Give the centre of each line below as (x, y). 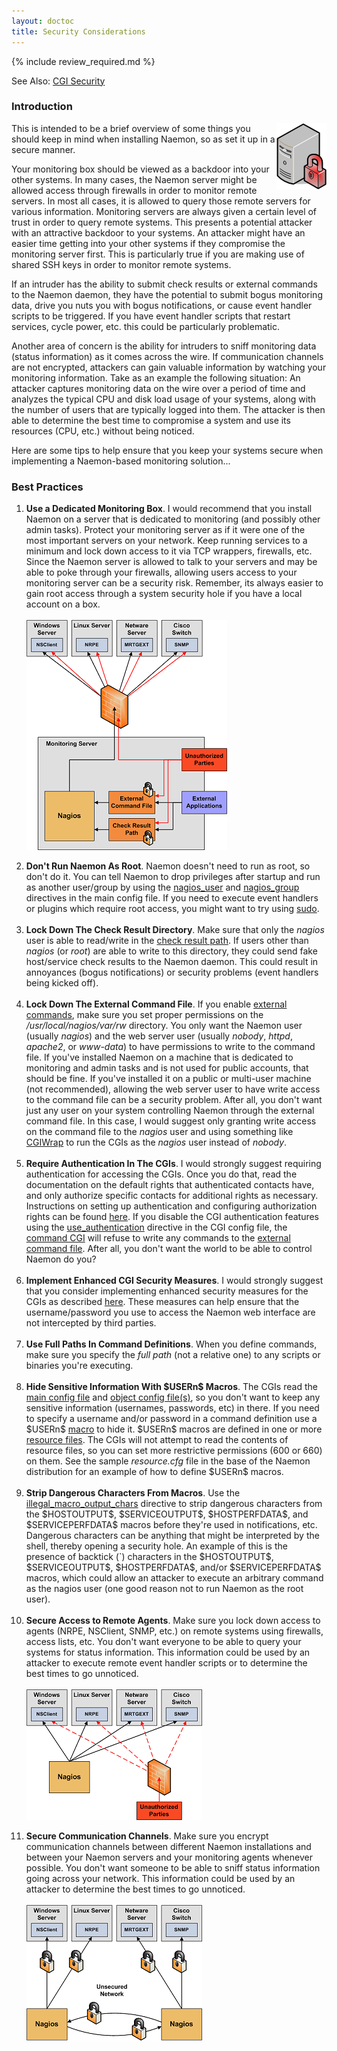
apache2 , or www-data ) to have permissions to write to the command (170, 1047)
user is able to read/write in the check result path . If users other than (167, 941)
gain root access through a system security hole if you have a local (164, 594)
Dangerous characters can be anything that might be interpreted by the (172, 1536)
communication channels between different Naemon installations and (168, 1847)
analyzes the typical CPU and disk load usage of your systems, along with (163, 399)
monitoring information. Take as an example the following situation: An (156, 377)
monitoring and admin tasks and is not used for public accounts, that (167, 1068)
